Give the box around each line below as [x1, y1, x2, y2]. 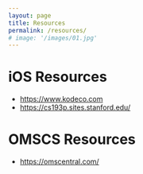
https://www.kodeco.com [19, 95, 103, 104]
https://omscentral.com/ [19, 157, 99, 167]
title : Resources [8, 19, 66, 27]
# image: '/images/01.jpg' [8, 33, 98, 42]
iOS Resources [8, 68, 107, 86]
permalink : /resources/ [8, 26, 87, 34]
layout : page [8, 11, 52, 20]
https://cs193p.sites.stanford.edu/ [19, 102, 131, 112]
